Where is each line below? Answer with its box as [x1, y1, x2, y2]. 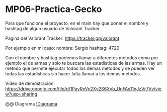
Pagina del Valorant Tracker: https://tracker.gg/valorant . [5, 35, 121, 41]
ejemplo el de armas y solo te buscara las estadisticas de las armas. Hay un [5, 60, 162, 66]
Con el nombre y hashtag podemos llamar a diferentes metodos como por [5, 54, 158, 61]
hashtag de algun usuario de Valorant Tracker [5, 25, 100, 31]
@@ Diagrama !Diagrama [5, 100, 58, 106]
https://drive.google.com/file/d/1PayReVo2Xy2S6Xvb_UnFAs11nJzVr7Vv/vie [5, 85, 162, 91]
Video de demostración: [5, 80, 55, 86]
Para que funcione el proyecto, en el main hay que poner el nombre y [5, 20, 149, 26]
